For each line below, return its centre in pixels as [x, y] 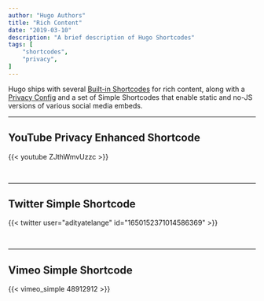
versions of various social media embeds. [75, 105]
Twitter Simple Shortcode [72, 204]
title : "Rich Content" [45, 23]
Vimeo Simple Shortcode [71, 270]
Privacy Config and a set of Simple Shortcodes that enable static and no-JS [130, 97]
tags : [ [21, 45]
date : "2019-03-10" [40, 30]
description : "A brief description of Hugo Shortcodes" [101, 37]
